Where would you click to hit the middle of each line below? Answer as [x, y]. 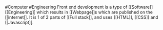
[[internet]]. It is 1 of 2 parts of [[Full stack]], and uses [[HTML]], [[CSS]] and [82, 17]
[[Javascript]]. [20, 22]
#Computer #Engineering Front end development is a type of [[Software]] [79, 7]
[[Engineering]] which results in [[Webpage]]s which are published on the [79, 12]
